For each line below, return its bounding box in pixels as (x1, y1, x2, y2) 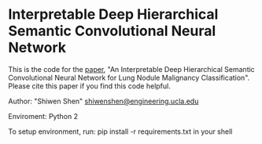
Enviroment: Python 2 (8, 111, 79, 121)
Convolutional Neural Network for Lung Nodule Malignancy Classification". (8, 73, 250, 82)
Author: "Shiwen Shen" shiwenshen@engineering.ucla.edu (8, 96, 199, 106)
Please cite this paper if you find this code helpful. (8, 81, 171, 91)
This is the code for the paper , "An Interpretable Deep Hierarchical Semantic (8, 64, 256, 74)
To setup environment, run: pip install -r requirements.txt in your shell (8, 127, 233, 136)
